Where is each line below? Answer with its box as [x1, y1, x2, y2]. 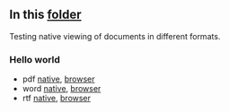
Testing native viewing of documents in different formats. [9, 30, 221, 41]
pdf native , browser [22, 73, 95, 84]
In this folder [9, 7, 82, 22]
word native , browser [22, 83, 101, 94]
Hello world [9, 53, 61, 65]
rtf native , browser [22, 93, 92, 104]
